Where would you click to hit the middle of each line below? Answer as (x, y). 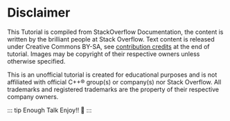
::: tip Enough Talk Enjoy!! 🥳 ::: (50, 110)
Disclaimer (39, 13)
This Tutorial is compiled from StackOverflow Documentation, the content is (115, 32)
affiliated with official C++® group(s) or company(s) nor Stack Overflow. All (114, 82)
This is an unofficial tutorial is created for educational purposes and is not (112, 75)
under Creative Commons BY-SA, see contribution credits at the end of (108, 46)
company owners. (33, 96)
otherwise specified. (36, 61)
